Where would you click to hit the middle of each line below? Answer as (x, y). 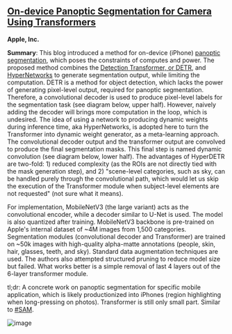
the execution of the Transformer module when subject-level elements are (114, 186)
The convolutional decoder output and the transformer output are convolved (116, 142)
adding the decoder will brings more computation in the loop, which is (107, 112)
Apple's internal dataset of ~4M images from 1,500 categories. (97, 229)
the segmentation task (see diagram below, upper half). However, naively (112, 105)
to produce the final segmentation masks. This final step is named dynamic (115, 149)
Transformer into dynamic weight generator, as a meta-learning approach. (114, 134)
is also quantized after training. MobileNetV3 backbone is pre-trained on (110, 222)
